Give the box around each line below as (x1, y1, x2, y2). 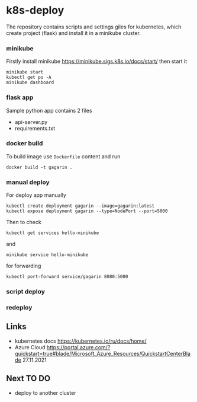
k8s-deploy (6, 4, 64, 17)
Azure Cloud (14, 343, 46, 350)
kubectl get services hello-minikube (6, 230, 99, 236)
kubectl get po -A (6, 75, 51, 81)
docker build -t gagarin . (6, 164, 73, 170)
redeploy (6, 303, 33, 311)
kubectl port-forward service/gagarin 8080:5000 (6, 274, 128, 280)
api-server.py (14, 118, 48, 125)
